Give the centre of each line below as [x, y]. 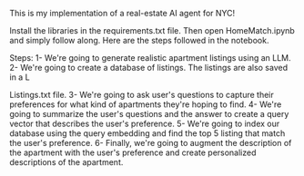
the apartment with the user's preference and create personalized [133, 152]
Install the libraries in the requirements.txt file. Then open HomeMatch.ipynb [152, 30]
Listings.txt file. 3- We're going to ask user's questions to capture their [142, 95]
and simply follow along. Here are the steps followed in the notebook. [139, 40]
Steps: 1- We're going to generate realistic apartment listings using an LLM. [150, 58]
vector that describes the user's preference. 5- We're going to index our [145, 123]
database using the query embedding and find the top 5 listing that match [147, 133]
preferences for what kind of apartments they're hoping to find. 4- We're [146, 104]
